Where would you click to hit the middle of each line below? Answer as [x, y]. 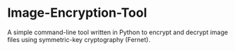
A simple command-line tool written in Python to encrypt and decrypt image [117, 32]
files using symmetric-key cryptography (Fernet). [79, 39]
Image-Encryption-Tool [77, 13]
